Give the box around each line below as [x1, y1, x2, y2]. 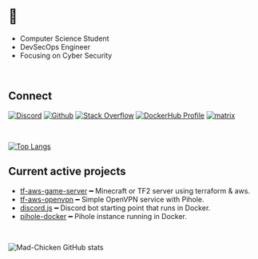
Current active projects [8, 165, 126, 178]
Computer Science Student [19, 34, 109, 43]
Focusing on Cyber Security [19, 50, 113, 60]
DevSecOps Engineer [19, 42, 90, 51]
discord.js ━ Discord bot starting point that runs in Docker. [19, 203, 211, 213]
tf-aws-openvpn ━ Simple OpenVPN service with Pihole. [19, 194, 205, 204]
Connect [8, 90, 53, 103]
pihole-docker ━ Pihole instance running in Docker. [19, 211, 188, 221]
